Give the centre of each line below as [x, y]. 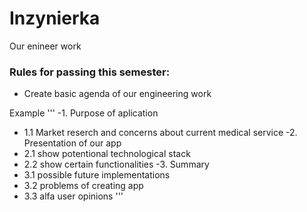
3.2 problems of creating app [83, 186]
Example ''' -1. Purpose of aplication [84, 113]
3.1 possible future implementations [97, 175]
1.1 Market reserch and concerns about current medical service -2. [160, 133]
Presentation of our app [72, 143]
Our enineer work [45, 46]
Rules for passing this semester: [90, 72]
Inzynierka [55, 18]
